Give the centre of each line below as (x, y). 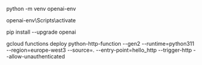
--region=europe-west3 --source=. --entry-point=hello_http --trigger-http (99, 50)
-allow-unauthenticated (36, 56)
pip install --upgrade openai (41, 32)
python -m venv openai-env (41, 9)
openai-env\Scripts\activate (41, 20)
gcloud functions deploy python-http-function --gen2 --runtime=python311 (100, 44)
